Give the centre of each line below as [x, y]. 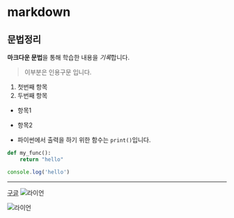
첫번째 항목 [32, 87]
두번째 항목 [32, 95]
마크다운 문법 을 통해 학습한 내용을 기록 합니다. [69, 57]
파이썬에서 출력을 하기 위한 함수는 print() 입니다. [84, 140]
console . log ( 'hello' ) [39, 172]
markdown [39, 12]
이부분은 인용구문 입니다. [58, 72]
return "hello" [42, 159]
